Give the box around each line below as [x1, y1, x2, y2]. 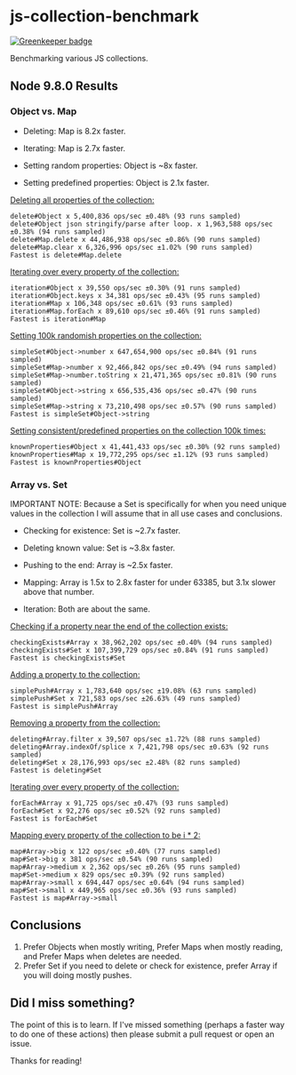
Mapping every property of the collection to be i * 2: [10, 830, 201, 840]
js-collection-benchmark [10, 6, 199, 27]
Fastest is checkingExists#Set [10, 654, 126, 662]
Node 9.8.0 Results [10, 78, 118, 94]
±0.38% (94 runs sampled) [10, 227, 106, 237]
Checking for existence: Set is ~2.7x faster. [22, 525, 181, 535]
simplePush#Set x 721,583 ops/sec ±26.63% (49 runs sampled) [10, 694, 242, 703]
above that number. [22, 586, 95, 597]
